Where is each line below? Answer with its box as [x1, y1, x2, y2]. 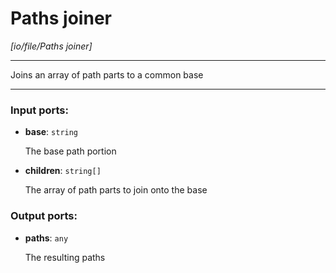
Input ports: [10, 103, 69, 117]
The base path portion [24, 145, 117, 157]
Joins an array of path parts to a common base [10, 68, 204, 81]
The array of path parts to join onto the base [24, 184, 208, 196]
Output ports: [10, 209, 78, 223]
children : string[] [24, 165, 102, 177]
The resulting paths [24, 251, 106, 263]
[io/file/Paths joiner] [10, 40, 93, 52]
